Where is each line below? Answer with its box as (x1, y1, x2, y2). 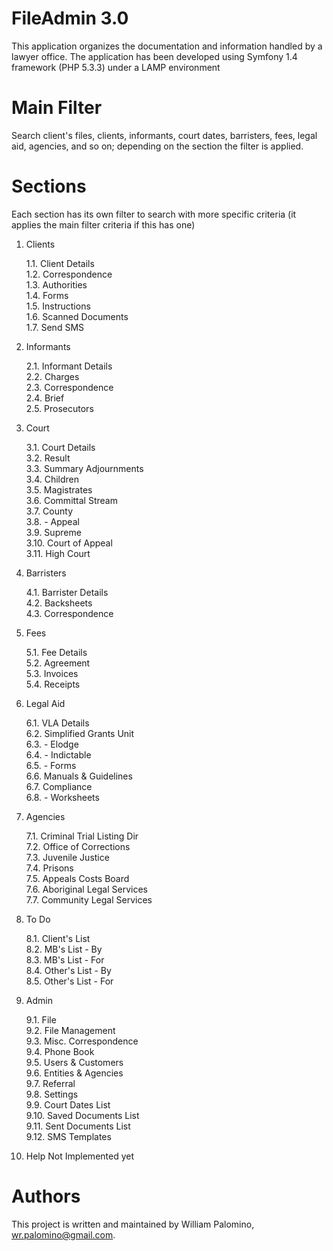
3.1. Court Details (25, 441, 96, 453)
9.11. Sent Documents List (25, 1120, 131, 1132)
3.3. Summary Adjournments (25, 462, 144, 474)
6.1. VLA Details (25, 717, 90, 729)
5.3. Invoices (25, 667, 79, 679)
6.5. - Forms (25, 759, 77, 771)
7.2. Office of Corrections (25, 840, 131, 852)
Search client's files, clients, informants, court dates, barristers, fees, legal (11, 129, 318, 141)
